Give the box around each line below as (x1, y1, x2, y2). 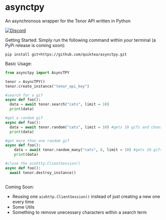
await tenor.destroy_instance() (9, 170, 77, 175)
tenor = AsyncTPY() (5, 79, 45, 84)
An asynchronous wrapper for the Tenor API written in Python (5, 18, 131, 24)
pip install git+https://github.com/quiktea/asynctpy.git (5, 52, 127, 57)
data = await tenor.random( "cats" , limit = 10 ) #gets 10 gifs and (9, 124, 149, 130)
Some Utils (12, 204, 35, 210)
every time (12, 199, 35, 205)
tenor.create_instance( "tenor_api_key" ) (5, 84, 90, 89)
